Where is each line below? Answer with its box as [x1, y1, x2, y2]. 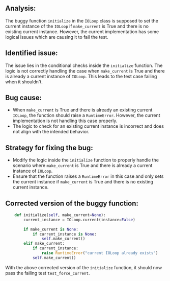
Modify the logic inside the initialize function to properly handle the [12, 157, 159, 163]
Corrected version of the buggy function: [5, 199, 139, 207]
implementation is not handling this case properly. [12, 118, 118, 124]
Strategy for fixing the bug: [5, 143, 93, 152]
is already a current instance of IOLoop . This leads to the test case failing [5, 73, 157, 79]
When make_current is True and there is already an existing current [12, 107, 153, 113]
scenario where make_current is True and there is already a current [12, 162, 153, 169]
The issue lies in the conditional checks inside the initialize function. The [5, 62, 163, 68]
